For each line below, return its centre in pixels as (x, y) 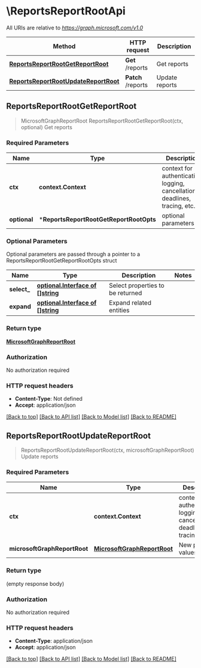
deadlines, (176, 198)
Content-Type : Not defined (48, 399)
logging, (173, 183)
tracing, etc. (179, 206)
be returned (125, 293)
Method (64, 46)
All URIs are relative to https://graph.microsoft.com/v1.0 (75, 28)
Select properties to (136, 285)
